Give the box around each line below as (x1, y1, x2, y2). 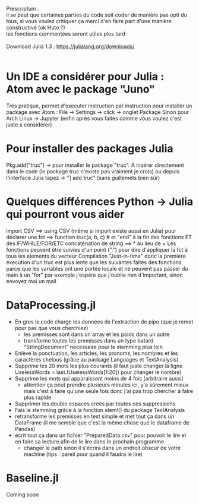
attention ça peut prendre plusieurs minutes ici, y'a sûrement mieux (23, 381, 189, 388)
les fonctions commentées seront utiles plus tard (6, 30, 126, 37)
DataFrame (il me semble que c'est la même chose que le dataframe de (14, 419, 190, 426)
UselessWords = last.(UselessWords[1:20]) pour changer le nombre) (14, 368, 182, 376)
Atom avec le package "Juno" (6, 83, 156, 96)
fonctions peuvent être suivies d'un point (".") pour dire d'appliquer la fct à (6, 246, 188, 253)
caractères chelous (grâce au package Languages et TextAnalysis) (14, 356, 179, 363)
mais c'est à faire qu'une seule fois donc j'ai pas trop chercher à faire (23, 387, 194, 394)
